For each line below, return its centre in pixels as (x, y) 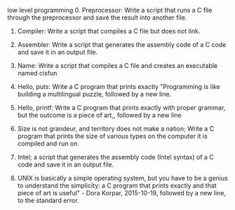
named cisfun (37, 73)
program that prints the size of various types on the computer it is (113, 136)
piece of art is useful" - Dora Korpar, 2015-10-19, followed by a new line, (122, 193)
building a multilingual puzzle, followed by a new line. (94, 94)
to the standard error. (48, 200)
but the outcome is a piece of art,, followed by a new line (99, 115)
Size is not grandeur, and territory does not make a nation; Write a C (116, 128)
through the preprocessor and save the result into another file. (97, 17)
